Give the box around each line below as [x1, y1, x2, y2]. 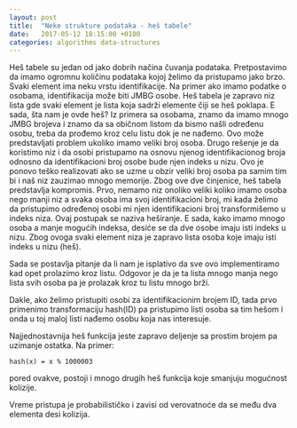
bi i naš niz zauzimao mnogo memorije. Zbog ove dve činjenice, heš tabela [9, 175, 282, 186]
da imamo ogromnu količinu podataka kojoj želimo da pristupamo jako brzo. [9, 72, 285, 83]
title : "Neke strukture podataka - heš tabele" [9, 21, 192, 30]
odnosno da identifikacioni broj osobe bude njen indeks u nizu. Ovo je [9, 156, 264, 167]
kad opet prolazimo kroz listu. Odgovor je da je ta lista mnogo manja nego [9, 268, 278, 279]
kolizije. [9, 383, 37, 393]
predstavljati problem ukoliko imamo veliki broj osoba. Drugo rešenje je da [9, 138, 279, 148]
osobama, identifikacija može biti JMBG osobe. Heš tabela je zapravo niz [9, 91, 276, 101]
